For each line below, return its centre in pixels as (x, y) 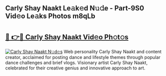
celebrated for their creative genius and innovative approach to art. (75, 68)
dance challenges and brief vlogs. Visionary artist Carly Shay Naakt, (77, 63)
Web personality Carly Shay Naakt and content (113, 52)
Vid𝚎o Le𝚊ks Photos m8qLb (50, 16)
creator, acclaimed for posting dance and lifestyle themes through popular (83, 57)
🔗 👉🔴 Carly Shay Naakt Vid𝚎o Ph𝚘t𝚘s (67, 37)
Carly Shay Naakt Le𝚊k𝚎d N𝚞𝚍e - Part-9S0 (75, 8)
